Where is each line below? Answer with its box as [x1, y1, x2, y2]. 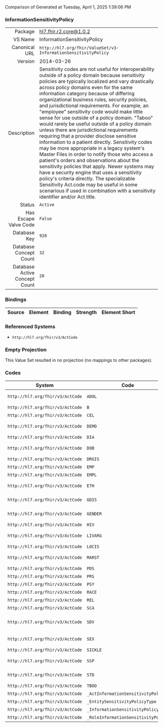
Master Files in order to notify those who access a [39, 151, 153, 158]
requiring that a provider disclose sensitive [39, 133, 136, 140]
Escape [17, 215, 35, 222]
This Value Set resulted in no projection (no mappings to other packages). [5, 357, 153, 363]
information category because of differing [39, 90, 135, 97]
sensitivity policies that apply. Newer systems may [39, 163, 154, 170]
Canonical [11, 44, 35, 51]
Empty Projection [5, 346, 47, 353]
